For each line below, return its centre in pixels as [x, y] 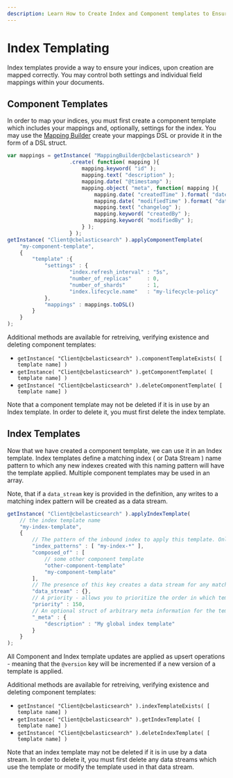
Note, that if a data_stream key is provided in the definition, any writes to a [113, 493]
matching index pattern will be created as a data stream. [88, 501]
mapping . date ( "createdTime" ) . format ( [152, 194]
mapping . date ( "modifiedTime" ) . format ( [153, 201]
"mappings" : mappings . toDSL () [89, 304]
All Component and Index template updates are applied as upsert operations [116, 657]
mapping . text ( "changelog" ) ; [138, 207]
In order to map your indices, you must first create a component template [112, 121]
